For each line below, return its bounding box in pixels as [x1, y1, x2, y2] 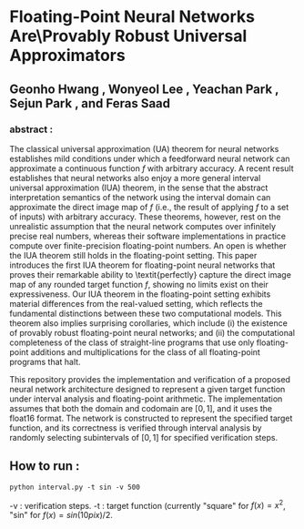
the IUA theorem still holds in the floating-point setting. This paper [9, 249, 258, 260]
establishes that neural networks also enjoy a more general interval [9, 172, 261, 183]
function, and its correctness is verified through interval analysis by [9, 422, 262, 433]
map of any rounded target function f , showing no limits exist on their [9, 279, 269, 290]
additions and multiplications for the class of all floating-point [30, 346, 261, 357]
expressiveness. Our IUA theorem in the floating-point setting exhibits [9, 289, 271, 300]
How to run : [9, 458, 80, 474]
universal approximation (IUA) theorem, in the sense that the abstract [9, 182, 269, 193]
